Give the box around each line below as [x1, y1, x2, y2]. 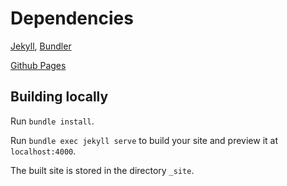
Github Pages [10, 59, 67, 71]
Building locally [10, 88, 109, 106]
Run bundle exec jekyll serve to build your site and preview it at [10, 134, 279, 146]
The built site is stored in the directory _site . [10, 164, 195, 176]
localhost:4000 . [10, 145, 77, 157]
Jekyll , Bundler [10, 40, 72, 52]
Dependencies [10, 7, 134, 30]
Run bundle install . [10, 115, 95, 127]
